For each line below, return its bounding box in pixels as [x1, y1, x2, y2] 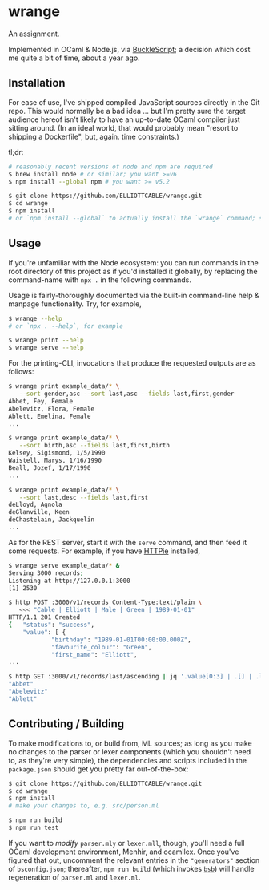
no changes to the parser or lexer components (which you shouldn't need [8, 746, 251, 756]
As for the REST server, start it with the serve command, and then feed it [8, 537, 247, 547]
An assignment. [8, 29, 60, 38]
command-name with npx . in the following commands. [8, 275, 192, 285]
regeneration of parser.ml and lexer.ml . [8, 872, 141, 882]
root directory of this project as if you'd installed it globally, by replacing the [8, 266, 258, 276]
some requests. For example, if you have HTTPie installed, [8, 546, 200, 556]
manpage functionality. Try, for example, [8, 299, 142, 309]
